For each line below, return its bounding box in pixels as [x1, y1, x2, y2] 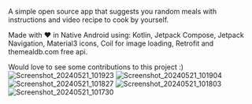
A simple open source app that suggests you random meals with [8, 7, 217, 16]
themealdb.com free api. [8, 47, 88, 56]
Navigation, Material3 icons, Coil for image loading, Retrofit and [8, 39, 214, 48]
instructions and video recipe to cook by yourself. [8, 15, 169, 24]
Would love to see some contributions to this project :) [8, 62, 183, 72]
